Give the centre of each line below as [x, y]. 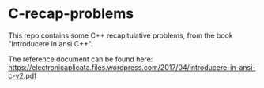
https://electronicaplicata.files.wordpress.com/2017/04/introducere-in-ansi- [132, 67]
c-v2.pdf [23, 75]
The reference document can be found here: [81, 59]
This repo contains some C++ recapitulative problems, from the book [121, 35]
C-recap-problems [71, 14]
